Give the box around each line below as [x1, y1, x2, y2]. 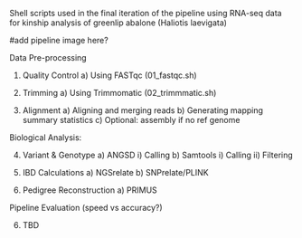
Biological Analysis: [9, 132, 82, 143]
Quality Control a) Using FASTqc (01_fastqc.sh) [22, 70, 197, 81]
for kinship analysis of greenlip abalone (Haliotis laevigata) [9, 17, 228, 28]
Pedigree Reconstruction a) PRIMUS [22, 185, 158, 195]
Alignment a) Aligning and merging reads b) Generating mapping [22, 105, 264, 116]
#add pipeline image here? [9, 35, 109, 45]
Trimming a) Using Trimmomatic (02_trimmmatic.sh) [22, 88, 217, 98]
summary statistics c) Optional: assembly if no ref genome [22, 115, 241, 125]
